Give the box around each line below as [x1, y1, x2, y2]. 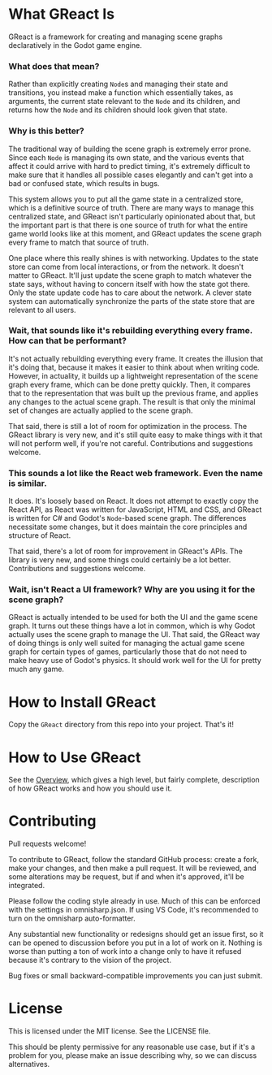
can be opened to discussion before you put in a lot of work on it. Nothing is [8, 938, 262, 947]
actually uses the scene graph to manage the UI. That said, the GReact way [8, 630, 261, 639]
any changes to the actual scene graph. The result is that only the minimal [8, 397, 256, 406]
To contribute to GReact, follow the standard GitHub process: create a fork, [8, 855, 260, 865]
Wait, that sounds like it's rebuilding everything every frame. [8, 325, 253, 336]
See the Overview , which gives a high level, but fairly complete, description [8, 775, 260, 785]
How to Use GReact [8, 748, 141, 766]
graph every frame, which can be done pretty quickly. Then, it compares [8, 379, 251, 389]
